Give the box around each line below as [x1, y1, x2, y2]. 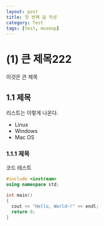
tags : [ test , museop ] [6, 25, 60, 31]
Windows [14, 128, 38, 134]
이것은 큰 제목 [6, 74, 38, 81]
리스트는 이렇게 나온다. [6, 109, 58, 116]
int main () [6, 192, 33, 199]
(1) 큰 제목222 [6, 53, 72, 66]
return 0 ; [11, 209, 35, 215]
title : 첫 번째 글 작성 [6, 14, 57, 20]
